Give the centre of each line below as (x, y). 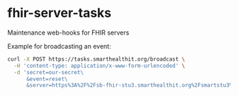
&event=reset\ (47, 79)
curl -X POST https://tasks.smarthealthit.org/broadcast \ (96, 59)
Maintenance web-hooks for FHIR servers (68, 32)
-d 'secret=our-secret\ (49, 72)
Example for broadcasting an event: (59, 46)
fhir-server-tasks (59, 13)
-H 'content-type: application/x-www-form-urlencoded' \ (100, 66)
